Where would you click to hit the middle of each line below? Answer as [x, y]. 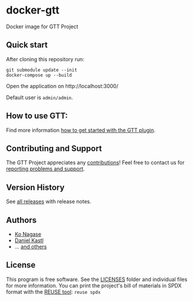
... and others [31, 247]
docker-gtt [33, 10]
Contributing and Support [54, 148]
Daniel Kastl [29, 240]
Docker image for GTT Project [42, 26]
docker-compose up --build [39, 75]
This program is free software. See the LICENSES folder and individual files [97, 279]
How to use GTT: [37, 116]
